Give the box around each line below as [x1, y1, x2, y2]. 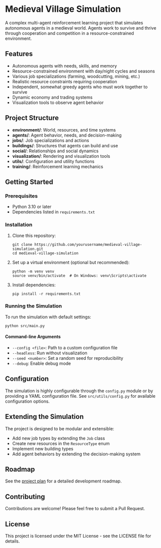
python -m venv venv [12, 269, 54, 274]
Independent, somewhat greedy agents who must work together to [12, 84, 148, 90]
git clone [12, 242, 33, 247]
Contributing [5, 492, 45, 501]
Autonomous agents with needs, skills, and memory [12, 63, 117, 68]
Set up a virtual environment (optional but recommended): [12, 259, 130, 265]
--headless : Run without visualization [12, 350, 87, 356]
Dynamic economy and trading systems [12, 94, 93, 100]
